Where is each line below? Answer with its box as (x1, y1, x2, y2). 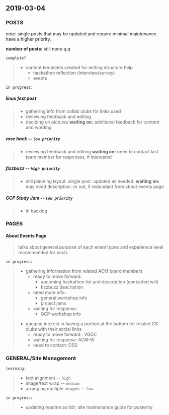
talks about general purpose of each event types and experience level (18, 244, 163, 250)
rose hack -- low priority (6, 136, 60, 142)
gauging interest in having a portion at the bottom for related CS (25, 320, 158, 327)
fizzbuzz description (40, 284, 83, 290)
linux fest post (6, 95, 37, 101)
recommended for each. (18, 249, 68, 255)
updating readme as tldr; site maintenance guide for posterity (25, 404, 153, 410)
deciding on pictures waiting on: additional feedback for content (25, 118, 160, 125)
